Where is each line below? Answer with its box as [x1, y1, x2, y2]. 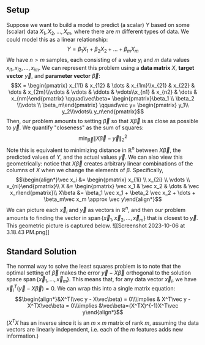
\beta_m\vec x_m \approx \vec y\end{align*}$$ [43, 195, 162, 203]
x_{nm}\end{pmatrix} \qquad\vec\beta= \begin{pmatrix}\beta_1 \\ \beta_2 [11, 95, 195, 102]
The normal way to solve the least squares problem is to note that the [6, 263, 181, 270]
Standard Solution [6, 246, 77, 257]
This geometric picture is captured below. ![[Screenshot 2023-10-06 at [6, 222, 185, 229]
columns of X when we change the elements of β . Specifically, [6, 167, 164, 174]
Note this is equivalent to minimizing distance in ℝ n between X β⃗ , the [6, 145, 181, 154]
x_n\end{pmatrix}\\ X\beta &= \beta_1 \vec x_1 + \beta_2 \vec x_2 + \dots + [10, 189, 196, 197]
